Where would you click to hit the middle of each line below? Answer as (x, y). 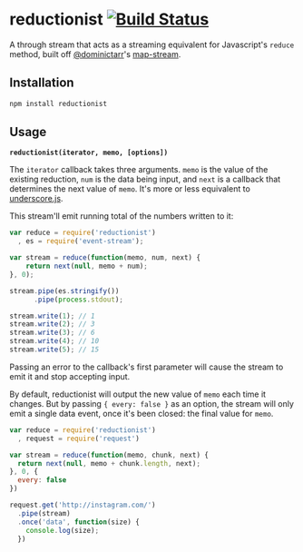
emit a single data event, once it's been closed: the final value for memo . (142, 413)
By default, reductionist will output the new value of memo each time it (137, 394)
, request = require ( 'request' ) (79, 439)
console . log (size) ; (63, 530)
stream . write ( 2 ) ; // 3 (52, 324)
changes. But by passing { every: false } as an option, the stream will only (152, 403)
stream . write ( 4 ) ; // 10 (54, 341)
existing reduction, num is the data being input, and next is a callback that (145, 179)
